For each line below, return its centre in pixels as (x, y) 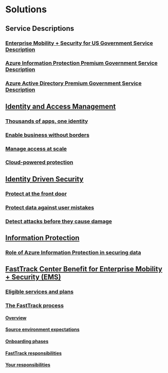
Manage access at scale (36, 148)
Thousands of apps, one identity (47, 121)
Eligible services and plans (39, 292)
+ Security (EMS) (33, 277)
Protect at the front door (36, 194)
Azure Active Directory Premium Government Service (73, 83)
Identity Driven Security (44, 179)
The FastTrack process (35, 306)
